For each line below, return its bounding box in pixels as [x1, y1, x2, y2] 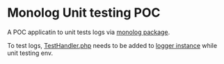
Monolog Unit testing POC [7, 5, 161, 21]
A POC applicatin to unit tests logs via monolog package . [7, 28, 170, 36]
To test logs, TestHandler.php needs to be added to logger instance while [7, 41, 218, 49]
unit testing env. [7, 49, 54, 57]
